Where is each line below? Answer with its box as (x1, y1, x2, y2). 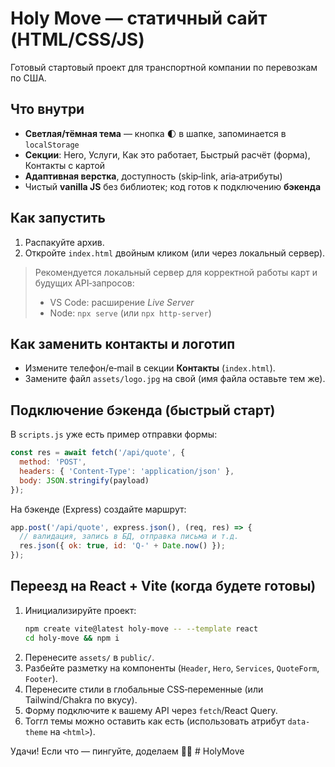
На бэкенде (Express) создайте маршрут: (10, 503, 187, 515)
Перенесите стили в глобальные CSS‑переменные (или (24, 683, 264, 695)
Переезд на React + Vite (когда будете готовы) (10, 578, 317, 595)
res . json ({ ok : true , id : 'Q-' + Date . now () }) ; (19, 541, 226, 551)
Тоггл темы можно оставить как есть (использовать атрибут (24, 715, 286, 727)
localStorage (24, 140, 80, 150)
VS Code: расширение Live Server (49, 296, 195, 308)
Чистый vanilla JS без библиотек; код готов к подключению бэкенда (24, 180, 322, 192)
